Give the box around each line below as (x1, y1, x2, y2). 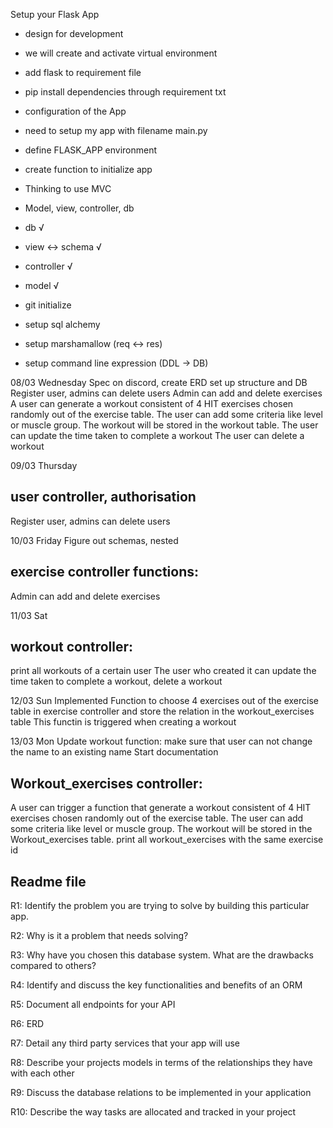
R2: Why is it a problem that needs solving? (10, 930, 189, 942)
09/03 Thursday (10, 460, 78, 471)
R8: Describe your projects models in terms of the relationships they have (10, 1057, 313, 1069)
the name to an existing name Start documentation (10, 746, 219, 758)
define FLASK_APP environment (24, 144, 158, 156)
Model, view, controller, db (24, 202, 135, 214)
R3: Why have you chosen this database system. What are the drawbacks (10, 949, 314, 961)
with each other (10, 1067, 75, 1079)
